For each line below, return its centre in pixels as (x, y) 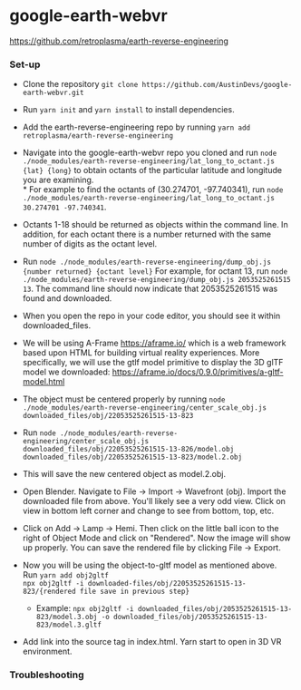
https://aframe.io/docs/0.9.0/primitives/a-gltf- (198, 372)
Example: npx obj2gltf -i (85, 608)
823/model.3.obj (67, 617)
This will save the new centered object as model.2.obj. (124, 474)
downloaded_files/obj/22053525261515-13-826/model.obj (128, 450)
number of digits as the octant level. (90, 244)
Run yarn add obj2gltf (65, 575)
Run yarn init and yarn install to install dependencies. (128, 110)
